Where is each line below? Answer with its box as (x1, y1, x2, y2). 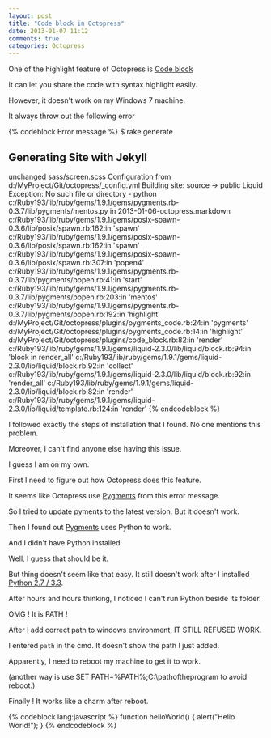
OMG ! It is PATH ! (8, 609, 68, 619)
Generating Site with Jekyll (8, 151, 147, 164)
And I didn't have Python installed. (8, 537, 123, 547)
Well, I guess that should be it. (8, 553, 109, 563)
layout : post (8, 11, 53, 20)
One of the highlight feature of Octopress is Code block (8, 64, 193, 74)
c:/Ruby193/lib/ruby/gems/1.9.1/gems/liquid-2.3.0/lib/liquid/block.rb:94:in (8, 343, 252, 353)
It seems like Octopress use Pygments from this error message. (8, 490, 220, 500)
